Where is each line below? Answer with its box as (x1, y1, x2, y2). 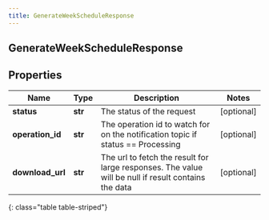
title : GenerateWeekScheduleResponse (8, 11, 134, 20)
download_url (12, 166, 66, 178)
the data (100, 182, 132, 193)
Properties (8, 69, 62, 82)
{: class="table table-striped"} (8, 202, 108, 212)
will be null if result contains (100, 171, 206, 182)
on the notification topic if (100, 129, 198, 140)
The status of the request (100, 106, 196, 117)
